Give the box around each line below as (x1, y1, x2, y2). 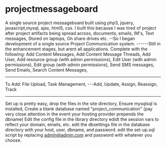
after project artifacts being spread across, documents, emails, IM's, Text (5, 30, 154, 36)
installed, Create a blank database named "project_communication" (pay (5, 106, 153, 111)
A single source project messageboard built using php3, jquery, (5, 20, 134, 26)
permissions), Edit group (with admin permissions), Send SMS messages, (5, 62, 155, 68)
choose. (5, 137, 22, 143)
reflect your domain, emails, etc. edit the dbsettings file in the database (5, 121, 150, 127)
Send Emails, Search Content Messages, (5, 67, 88, 73)
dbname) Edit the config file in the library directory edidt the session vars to (5, 116, 159, 122)
